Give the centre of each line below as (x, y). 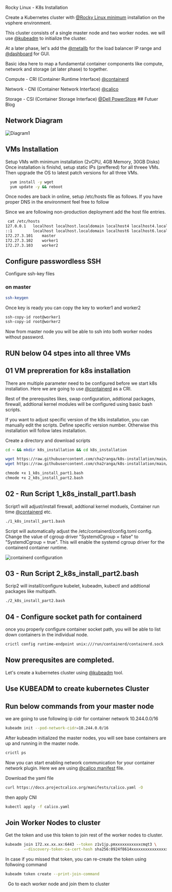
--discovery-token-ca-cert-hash (58, 849)
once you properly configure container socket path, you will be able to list (83, 629)
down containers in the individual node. (47, 635)
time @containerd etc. (29, 512)
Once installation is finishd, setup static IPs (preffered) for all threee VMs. (83, 167)
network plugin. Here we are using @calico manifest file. (65, 768)
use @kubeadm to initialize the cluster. (46, 38)
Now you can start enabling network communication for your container (80, 762)
